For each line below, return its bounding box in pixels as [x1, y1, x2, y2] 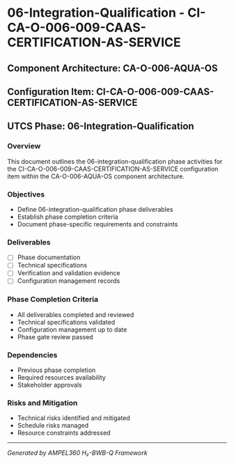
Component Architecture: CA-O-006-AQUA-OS [7, 62, 218, 74]
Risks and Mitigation [7, 399, 78, 408]
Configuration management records [17, 277, 120, 285]
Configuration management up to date [17, 325, 127, 334]
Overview [7, 141, 41, 151]
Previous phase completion [17, 366, 96, 374]
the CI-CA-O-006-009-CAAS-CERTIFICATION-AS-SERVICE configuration [7, 164, 219, 173]
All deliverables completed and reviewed [17, 310, 134, 318]
